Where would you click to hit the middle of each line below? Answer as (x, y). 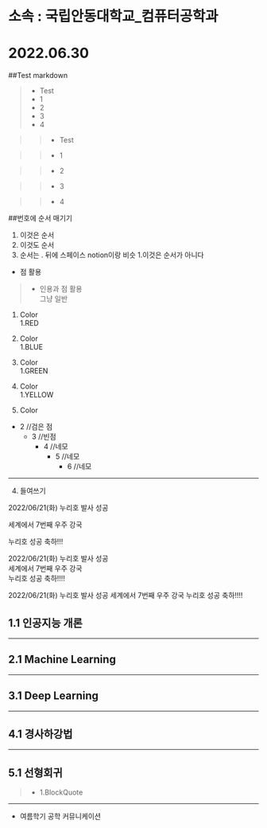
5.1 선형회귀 (36, 773)
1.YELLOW (37, 395)
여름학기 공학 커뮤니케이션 (60, 816)
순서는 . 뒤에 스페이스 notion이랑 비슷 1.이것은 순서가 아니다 (112, 255)
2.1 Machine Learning (62, 660)
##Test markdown (38, 76)
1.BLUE (31, 347)
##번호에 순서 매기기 (41, 218)
